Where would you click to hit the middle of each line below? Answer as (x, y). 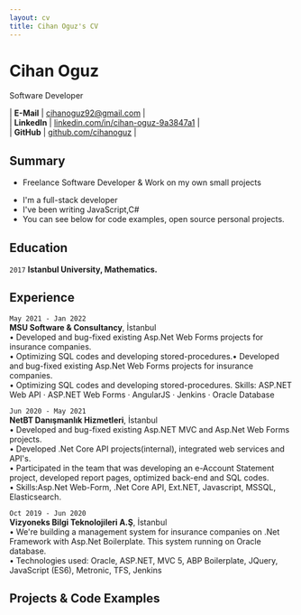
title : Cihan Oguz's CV (54, 26)
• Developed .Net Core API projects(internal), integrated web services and (147, 449)
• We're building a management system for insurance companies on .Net (145, 531)
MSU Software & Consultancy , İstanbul (83, 327)
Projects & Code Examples (85, 598)
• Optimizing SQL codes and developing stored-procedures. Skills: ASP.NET (151, 385)
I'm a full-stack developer (70, 200)
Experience (42, 298)
